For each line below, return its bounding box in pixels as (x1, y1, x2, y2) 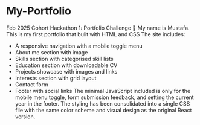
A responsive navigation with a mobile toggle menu (15, 42, 143, 50)
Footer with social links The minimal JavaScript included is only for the (15, 87, 191, 94)
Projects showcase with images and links (15, 68, 118, 75)
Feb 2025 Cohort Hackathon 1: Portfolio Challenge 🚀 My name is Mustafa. (6, 24, 190, 31)
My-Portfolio (6, 4, 71, 18)
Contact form (15, 80, 48, 88)
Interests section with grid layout (15, 74, 97, 82)
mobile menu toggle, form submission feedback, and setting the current (15, 94, 195, 101)
